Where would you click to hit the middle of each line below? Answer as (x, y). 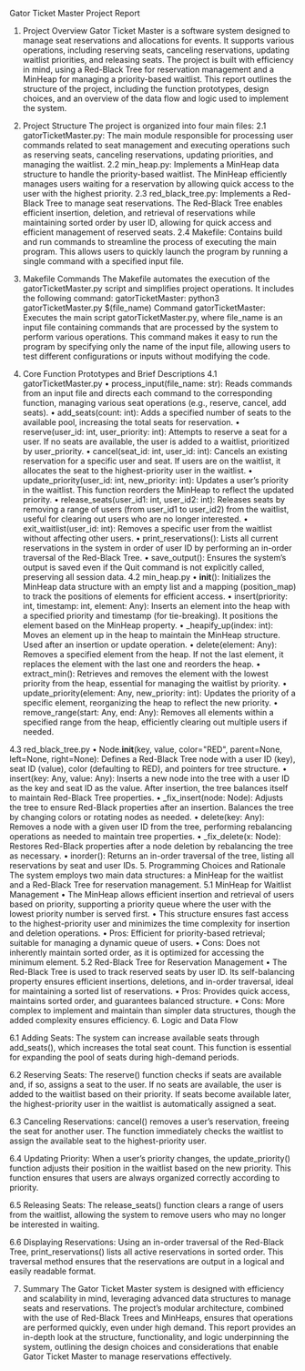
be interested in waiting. (55, 1224)
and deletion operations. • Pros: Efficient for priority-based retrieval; (137, 933)
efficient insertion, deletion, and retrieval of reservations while (139, 213)
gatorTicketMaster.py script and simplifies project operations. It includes (158, 289)
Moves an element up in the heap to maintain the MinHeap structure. (151, 635)
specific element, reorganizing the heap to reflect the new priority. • (150, 703)
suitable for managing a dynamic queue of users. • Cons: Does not (135, 943)
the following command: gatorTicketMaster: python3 (121, 298)
